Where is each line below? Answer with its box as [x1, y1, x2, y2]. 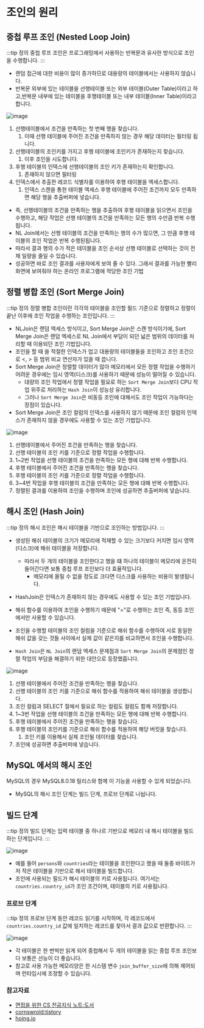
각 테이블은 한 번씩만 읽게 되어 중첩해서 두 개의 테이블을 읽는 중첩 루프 [15, 946, 181, 954]
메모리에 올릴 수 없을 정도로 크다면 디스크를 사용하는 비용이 [33, 573, 174, 580]
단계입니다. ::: [17, 835, 51, 842]
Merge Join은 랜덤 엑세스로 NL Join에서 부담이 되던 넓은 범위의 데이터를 [15, 332, 188, 340]
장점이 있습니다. [24, 401, 62, 409]
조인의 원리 [6, 5, 58, 20]
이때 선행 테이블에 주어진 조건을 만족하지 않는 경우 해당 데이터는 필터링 [24, 132, 192, 140]
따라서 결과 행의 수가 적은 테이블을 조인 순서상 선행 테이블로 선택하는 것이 [15, 245, 189, 252]
